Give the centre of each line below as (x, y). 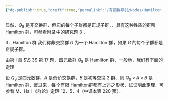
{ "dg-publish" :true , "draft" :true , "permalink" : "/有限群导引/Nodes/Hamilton (84, 10)
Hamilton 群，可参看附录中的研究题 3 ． (47, 32)
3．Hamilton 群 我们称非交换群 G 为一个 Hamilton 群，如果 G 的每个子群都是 (84, 43)
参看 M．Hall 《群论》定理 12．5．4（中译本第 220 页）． (64, 91)
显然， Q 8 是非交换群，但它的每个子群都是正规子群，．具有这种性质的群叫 (80, 26)
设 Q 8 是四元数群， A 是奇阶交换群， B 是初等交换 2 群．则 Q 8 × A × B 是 (79, 79)
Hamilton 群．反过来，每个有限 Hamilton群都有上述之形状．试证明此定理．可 (85, 85)
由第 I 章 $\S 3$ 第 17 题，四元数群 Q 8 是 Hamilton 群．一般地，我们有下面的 (84, 60)
